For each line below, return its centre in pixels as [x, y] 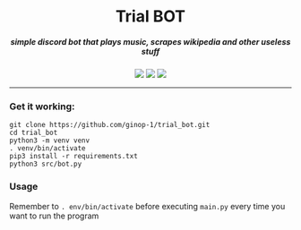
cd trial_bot [34, 133]
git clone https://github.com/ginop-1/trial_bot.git [110, 125]
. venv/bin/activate [48, 149]
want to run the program [54, 216]
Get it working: [42, 106]
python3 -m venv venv [50, 141]
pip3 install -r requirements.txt [74, 157]
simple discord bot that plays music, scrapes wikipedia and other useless [150, 41]
